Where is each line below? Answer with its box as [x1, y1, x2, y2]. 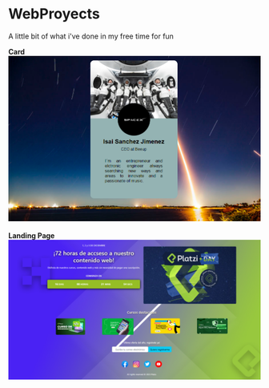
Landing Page [8, 231, 55, 240]
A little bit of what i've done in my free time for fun [8, 31, 175, 41]
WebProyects [8, 5, 100, 23]
